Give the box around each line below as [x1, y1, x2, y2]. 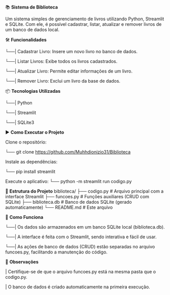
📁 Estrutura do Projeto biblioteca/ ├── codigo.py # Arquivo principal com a [5, 188, 164, 194]
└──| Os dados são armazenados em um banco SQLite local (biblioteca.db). [5, 224, 165, 230]
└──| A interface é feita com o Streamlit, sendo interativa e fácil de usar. [5, 234, 157, 240]
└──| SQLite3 [5, 120, 35, 125]
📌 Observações [5, 259, 39, 265]
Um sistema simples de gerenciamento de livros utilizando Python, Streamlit [5, 16, 164, 22]
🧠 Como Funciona [5, 214, 44, 220]
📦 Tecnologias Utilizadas [5, 88, 61, 94]
